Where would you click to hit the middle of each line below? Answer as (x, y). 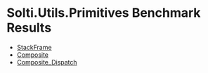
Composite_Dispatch (47, 62)
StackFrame (34, 47)
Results (29, 28)
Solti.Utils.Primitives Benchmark (104, 13)
